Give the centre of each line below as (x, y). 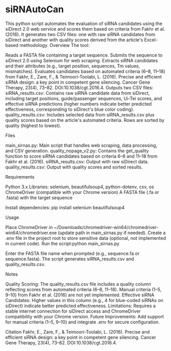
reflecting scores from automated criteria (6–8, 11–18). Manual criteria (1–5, (83, 289)
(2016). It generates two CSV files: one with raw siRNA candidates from (80, 34)
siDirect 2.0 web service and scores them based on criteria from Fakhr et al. (85, 29)
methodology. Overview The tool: (55, 45)
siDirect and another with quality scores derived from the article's (74, 40)
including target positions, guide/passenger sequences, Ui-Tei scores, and (84, 98)
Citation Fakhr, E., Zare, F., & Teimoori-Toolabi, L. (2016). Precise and (78, 332)
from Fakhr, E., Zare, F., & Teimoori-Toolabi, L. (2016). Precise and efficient (83, 77)
